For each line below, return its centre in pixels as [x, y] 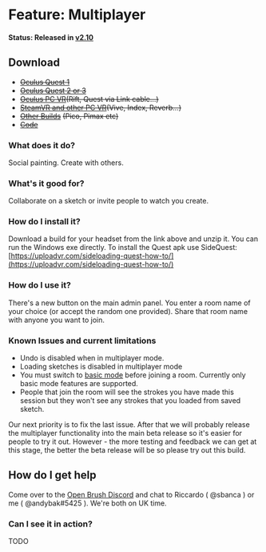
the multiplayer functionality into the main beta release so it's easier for [125, 433]
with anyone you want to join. [57, 320]
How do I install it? [45, 222]
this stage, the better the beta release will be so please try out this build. [127, 450]
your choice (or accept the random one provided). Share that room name [128, 311]
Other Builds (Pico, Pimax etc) [69, 116]
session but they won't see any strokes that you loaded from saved [130, 401]
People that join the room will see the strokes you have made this [127, 392]
